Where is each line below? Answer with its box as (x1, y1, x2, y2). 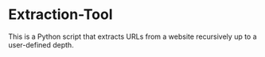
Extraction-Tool (8, 6, 113, 24)
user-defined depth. (8, 40, 74, 49)
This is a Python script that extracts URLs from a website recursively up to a (8, 32, 257, 41)
